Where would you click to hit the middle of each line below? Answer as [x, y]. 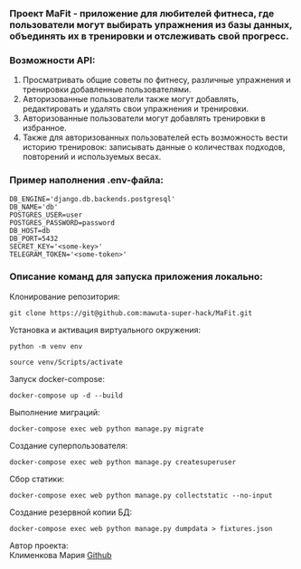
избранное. [44, 128]
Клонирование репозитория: [65, 296]
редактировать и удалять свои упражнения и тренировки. [136, 109]
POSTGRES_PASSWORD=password [62, 223]
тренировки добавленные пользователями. [107, 89]
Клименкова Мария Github [61, 555]
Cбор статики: [37, 479]
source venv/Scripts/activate [66, 362]
